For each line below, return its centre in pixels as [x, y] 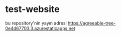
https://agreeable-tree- [92, 23]
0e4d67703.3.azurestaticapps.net [40, 28]
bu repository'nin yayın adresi [36, 23]
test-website [32, 9]
